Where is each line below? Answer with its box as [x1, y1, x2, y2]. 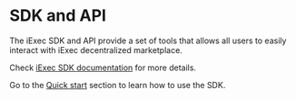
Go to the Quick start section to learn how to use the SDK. [9, 79, 226, 90]
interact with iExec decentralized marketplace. [9, 44, 183, 55]
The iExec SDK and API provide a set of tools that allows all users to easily [9, 35, 287, 46]
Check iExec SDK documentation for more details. [9, 62, 197, 73]
